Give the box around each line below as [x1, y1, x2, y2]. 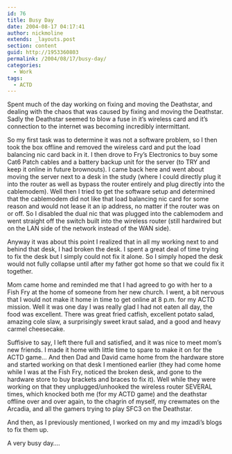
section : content [7, 42, 57, 49]
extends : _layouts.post [7, 36, 76, 43]
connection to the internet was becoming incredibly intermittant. [7, 122, 190, 131]
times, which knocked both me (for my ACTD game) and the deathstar [7, 390, 208, 398]
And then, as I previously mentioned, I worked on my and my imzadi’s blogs [7, 418, 222, 427]
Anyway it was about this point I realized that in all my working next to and [7, 237, 219, 246]
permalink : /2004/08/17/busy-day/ [7, 56, 107, 62]
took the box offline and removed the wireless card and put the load [7, 143, 201, 151]
